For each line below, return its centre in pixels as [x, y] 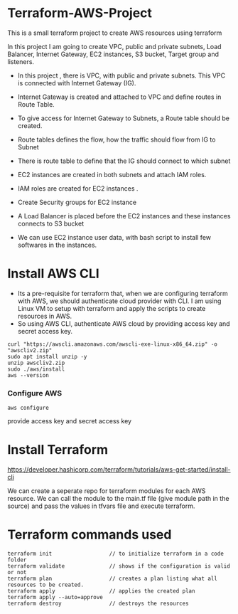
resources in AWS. [45, 316]
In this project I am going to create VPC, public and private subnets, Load [114, 46]
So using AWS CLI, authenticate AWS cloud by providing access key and [124, 323]
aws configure [28, 408]
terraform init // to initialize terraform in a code [115, 554]
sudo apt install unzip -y [47, 356]
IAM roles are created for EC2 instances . [78, 188]
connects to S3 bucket [50, 223]
